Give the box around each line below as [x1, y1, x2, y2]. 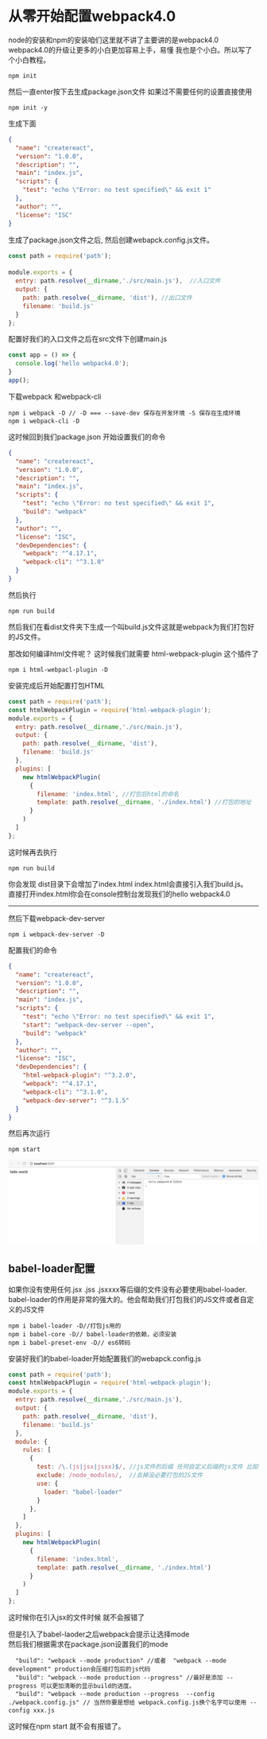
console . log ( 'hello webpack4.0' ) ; [15, 360, 130, 368]
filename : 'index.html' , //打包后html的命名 [37, 790, 180, 798]
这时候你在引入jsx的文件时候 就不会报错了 [8, 1612, 145, 1622]
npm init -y [8, 103, 48, 111]
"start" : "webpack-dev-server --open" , [22, 1020, 155, 1029]
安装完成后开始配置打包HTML [8, 680, 106, 690]
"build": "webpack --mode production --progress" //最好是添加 [15, 1674, 223, 1682]
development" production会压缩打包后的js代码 [8, 1665, 151, 1674]
